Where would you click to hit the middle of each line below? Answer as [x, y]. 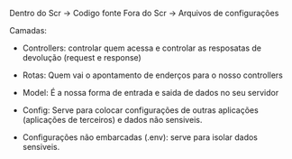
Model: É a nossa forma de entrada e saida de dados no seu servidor [151, 93]
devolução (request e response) [82, 57]
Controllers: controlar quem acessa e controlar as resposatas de [142, 48]
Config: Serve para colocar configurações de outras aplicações [140, 110]
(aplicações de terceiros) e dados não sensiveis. [112, 120]
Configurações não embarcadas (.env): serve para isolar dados [140, 137]
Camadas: [28, 30]
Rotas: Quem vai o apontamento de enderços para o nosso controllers [153, 75]
